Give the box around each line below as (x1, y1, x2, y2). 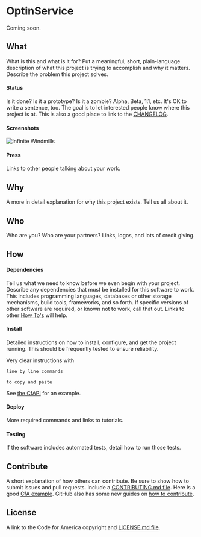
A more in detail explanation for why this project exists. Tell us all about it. (6, 198, 188, 206)
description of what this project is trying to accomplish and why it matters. (6, 64, 191, 71)
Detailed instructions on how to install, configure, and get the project (6, 339, 176, 346)
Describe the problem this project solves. (6, 71, 108, 78)
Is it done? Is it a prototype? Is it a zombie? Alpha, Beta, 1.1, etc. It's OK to (6, 98, 187, 105)
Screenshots (6, 124, 39, 131)
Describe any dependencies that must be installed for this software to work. (6, 286, 194, 293)
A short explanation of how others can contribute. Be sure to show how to (6, 477, 190, 485)
